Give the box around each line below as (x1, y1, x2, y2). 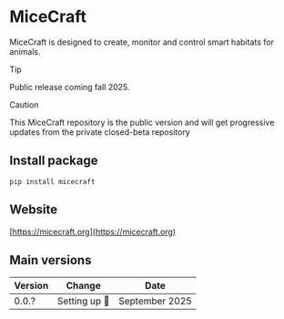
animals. (9, 46, 41, 57)
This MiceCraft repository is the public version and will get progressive (9, 117, 275, 128)
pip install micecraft (9, 177, 96, 186)
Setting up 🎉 (57, 294, 110, 307)
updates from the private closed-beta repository (9, 126, 191, 138)
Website (9, 202, 57, 218)
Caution (9, 98, 39, 110)
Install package (9, 153, 98, 169)
